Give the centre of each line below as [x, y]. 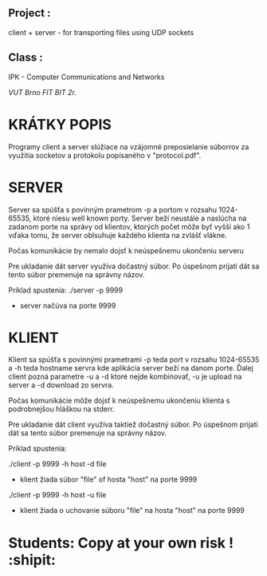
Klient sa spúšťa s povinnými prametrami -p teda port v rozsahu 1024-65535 [134, 360]
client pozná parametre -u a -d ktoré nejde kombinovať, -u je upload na [125, 377]
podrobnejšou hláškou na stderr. [61, 409]
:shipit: [32, 560]
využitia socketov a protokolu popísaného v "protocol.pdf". [105, 155]
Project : [29, 13]
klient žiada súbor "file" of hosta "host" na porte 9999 [108, 479]
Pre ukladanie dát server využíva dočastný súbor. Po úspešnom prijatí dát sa [134, 266]
